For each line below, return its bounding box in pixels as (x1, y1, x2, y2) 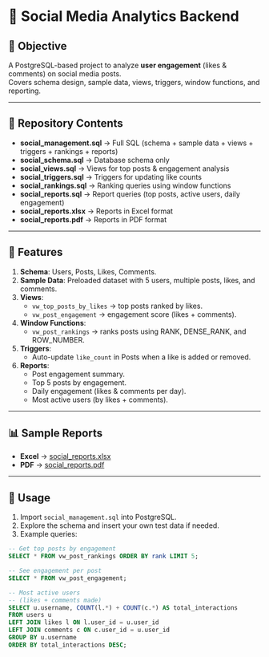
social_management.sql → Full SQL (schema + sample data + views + (19, 138, 254, 148)
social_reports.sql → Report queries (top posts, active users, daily (19, 189, 240, 199)
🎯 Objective (8, 39, 67, 53)
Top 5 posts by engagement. (31, 377, 126, 387)
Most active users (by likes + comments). (31, 395, 168, 404)
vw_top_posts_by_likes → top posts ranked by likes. (31, 301, 203, 310)
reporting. (8, 86, 42, 95)
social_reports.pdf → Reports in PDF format (19, 214, 167, 224)
